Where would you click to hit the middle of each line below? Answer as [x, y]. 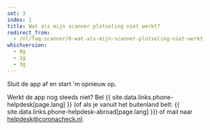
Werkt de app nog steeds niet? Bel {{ [59, 97]
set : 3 [16, 13]
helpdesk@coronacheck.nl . [45, 119]
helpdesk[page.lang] [36, 104]
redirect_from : [29, 32]
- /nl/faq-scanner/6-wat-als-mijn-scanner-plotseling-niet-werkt [108, 39]
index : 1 [19, 20]
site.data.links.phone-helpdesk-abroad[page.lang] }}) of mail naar [100, 112]
